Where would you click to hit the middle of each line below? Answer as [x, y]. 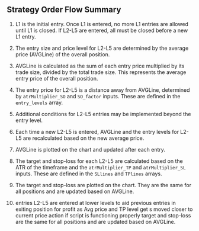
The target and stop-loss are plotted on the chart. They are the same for [103, 185]
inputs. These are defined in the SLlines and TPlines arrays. [89, 174]
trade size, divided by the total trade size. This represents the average [101, 72]
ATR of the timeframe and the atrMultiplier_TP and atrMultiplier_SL [100, 167]
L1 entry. [25, 36]
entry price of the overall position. [57, 78]
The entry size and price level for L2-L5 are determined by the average [102, 48]
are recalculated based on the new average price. [84, 138]
